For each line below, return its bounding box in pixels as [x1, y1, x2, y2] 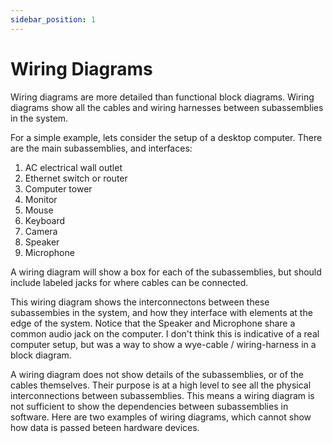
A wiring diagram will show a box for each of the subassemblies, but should [10, 266, 322, 278]
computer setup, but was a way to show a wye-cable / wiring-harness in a [10, 338, 317, 350]
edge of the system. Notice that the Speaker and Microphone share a [10, 317, 296, 329]
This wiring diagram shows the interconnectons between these [10, 296, 270, 308]
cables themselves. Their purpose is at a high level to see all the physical [10, 379, 312, 391]
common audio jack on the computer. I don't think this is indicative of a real [10, 327, 320, 340]
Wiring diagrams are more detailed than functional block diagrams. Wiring [10, 91, 315, 103]
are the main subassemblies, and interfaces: [10, 142, 193, 154]
